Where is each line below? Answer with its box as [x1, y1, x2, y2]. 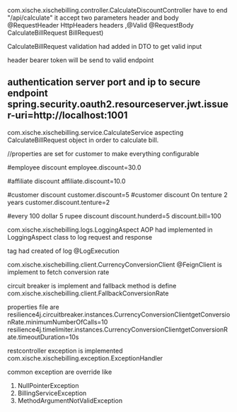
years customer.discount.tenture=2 [7, 198, 110, 206]
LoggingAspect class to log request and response [7, 233, 153, 241]
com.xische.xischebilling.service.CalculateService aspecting [7, 128, 184, 136]
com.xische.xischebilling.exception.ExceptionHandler [7, 353, 163, 363]
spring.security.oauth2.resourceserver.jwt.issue [7, 98, 229, 110]
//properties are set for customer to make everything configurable [7, 149, 200, 158]
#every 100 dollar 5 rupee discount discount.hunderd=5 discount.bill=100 [7, 211, 221, 220]
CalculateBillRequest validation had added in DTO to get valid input [7, 42, 202, 50]
